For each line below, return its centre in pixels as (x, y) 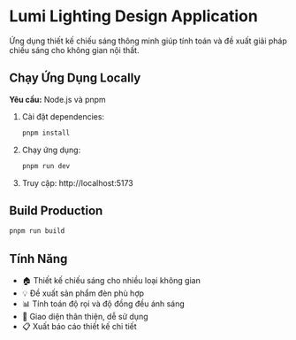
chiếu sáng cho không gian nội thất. (74, 50)
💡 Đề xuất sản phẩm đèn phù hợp (83, 293)
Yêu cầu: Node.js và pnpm (57, 99)
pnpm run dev (46, 166)
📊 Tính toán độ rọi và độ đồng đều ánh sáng (103, 304)
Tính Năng (38, 259)
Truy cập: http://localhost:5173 (78, 182)
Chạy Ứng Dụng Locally (75, 78)
